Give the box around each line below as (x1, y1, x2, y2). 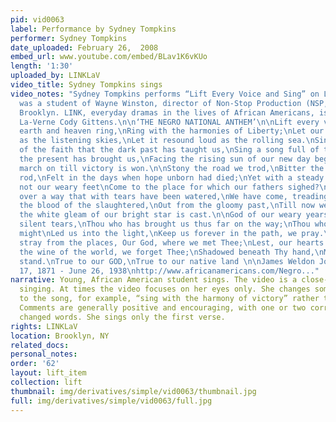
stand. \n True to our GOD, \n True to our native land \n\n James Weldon (19, 256, 315, 266)
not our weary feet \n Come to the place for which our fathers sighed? (19, 182, 320, 192)
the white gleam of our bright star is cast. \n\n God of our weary (19, 210, 302, 220)
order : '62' (10, 359, 60, 369)
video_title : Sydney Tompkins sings (10, 80, 163, 90)
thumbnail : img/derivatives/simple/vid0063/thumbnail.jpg (10, 386, 257, 396)
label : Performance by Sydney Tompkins (10, 24, 177, 34)
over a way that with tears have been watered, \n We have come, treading (19, 191, 329, 201)
